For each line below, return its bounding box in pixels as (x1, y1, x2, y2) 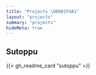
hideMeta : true (6, 25, 43, 31)
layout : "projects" (6, 14, 54, 20)
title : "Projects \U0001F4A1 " (6, 8, 80, 15)
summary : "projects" (6, 19, 56, 25)
